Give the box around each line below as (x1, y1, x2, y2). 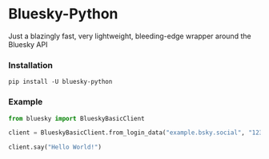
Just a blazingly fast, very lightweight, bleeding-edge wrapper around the (8, 31, 251, 41)
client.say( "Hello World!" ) (8, 143, 102, 152)
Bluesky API (8, 39, 48, 49)
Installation (8, 59, 54, 70)
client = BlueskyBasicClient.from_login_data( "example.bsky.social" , (8, 129, 246, 137)
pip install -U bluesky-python (8, 78, 113, 86)
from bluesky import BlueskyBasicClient (8, 114, 146, 122)
